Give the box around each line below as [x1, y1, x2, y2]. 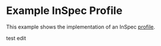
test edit [6, 34, 27, 41]
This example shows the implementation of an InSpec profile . [6, 23, 156, 30]
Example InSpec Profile [6, 4, 123, 17]
